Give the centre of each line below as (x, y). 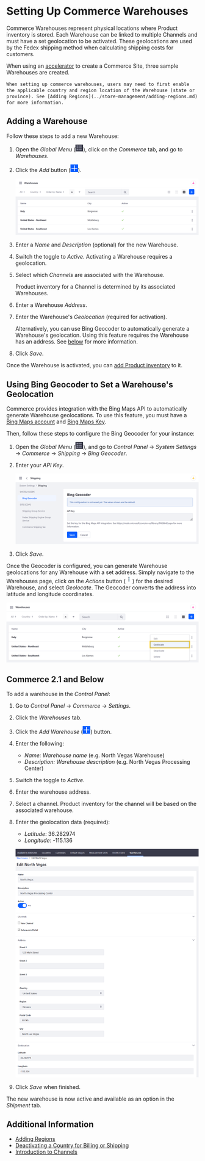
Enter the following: (40, 744)
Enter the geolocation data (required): (63, 822)
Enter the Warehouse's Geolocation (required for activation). (91, 317)
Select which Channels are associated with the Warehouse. (90, 275)
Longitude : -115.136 (49, 841)
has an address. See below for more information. (77, 342)
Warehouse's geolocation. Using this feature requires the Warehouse (102, 335)
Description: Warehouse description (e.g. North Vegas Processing (107, 762)
